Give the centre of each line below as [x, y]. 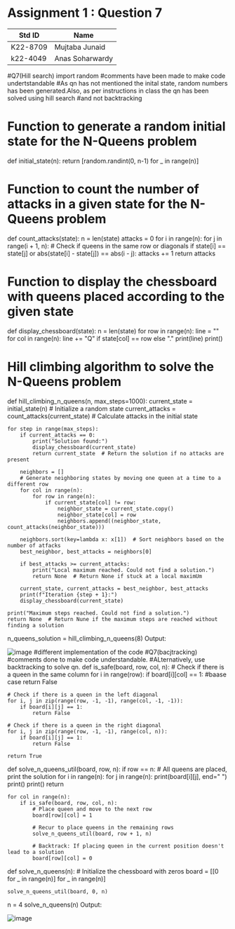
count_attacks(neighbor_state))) [56, 527]
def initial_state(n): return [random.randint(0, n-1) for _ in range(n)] [103, 161]
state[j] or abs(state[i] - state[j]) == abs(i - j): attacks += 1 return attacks [112, 253]
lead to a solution [36, 852]
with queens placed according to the [116, 297]
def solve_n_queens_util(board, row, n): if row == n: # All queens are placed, [117, 769]
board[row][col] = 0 [62, 858]
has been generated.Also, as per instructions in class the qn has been [108, 91]
